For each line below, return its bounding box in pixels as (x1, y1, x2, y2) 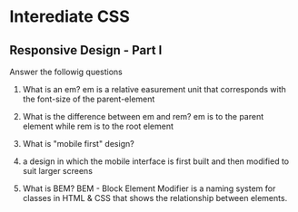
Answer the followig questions (9, 66, 123, 77)
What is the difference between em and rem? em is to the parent (22, 111, 264, 121)
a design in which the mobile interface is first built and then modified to (22, 156, 289, 167)
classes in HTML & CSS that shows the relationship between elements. (22, 193, 288, 203)
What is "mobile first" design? (22, 139, 134, 149)
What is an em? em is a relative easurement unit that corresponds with (22, 84, 286, 94)
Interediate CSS (9, 6, 130, 27)
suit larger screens (22, 166, 94, 176)
